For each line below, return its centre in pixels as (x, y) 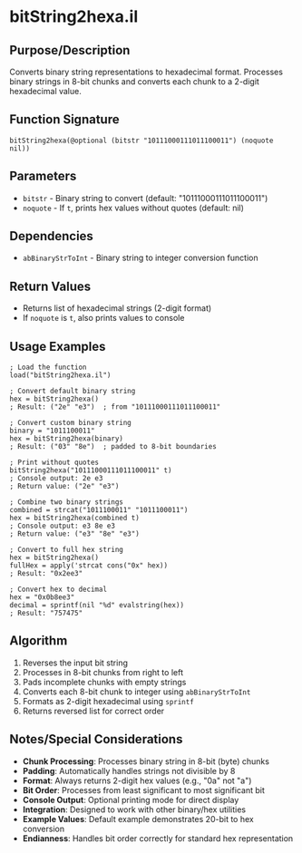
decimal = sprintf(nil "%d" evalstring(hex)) (97, 606)
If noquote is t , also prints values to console (103, 318)
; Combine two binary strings (67, 502)
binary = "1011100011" (52, 431)
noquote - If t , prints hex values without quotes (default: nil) (133, 208)
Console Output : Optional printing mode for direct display (131, 800)
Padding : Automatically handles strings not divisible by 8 (129, 771)
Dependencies (51, 236)
